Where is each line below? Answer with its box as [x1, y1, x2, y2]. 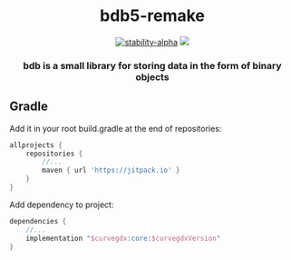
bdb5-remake [99, 5, 206, 26]
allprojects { [9, 140, 63, 150]
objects [135, 70, 170, 83]
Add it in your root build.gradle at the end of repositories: [9, 123, 222, 134]
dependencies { [9, 216, 67, 225]
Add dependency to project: [9, 199, 114, 210]
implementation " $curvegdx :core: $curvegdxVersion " [25, 234, 221, 243]
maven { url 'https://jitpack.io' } [42, 165, 180, 175]
